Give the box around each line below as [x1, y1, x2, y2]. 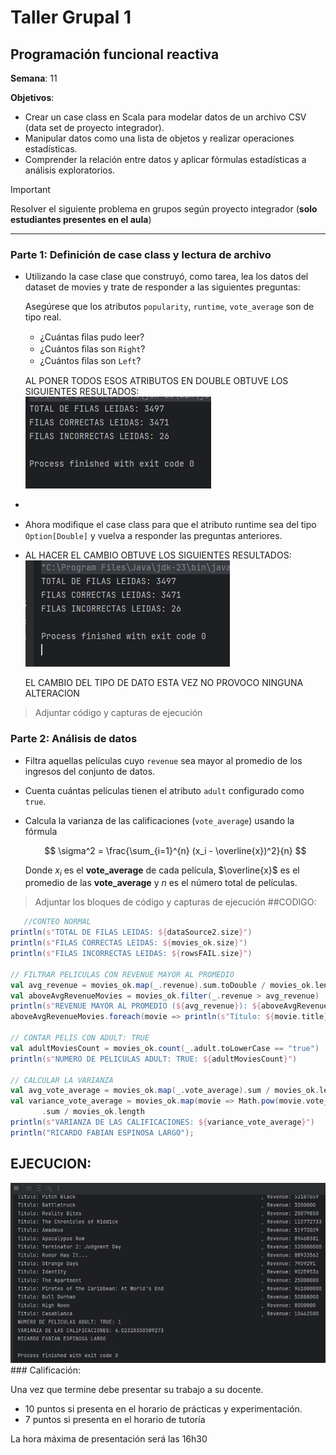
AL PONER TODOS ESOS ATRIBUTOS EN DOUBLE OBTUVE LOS [24, 375, 289, 387]
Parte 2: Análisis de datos [10, 732, 138, 746]
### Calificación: [10, 1364, 82, 1376]
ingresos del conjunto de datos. [24, 765, 156, 777]
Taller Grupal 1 [10, 6, 132, 29]
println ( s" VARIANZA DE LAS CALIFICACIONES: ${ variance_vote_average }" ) [10, 1117, 315, 1128]
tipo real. [24, 311, 62, 323]
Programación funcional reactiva [10, 46, 220, 63]
